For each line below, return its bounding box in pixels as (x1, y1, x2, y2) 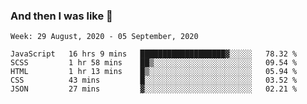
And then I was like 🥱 (10, 9, 113, 23)
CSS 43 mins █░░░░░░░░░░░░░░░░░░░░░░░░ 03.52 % (10, 75, 298, 86)
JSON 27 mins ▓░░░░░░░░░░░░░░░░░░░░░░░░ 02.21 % (10, 84, 298, 94)
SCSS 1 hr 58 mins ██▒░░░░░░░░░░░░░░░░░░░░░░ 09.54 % (10, 58, 298, 68)
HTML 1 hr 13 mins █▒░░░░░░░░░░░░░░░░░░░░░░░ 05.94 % (10, 67, 298, 77)
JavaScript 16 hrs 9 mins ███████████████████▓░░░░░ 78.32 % (10, 49, 298, 59)
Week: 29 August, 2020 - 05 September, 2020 (10, 32, 199, 42)
